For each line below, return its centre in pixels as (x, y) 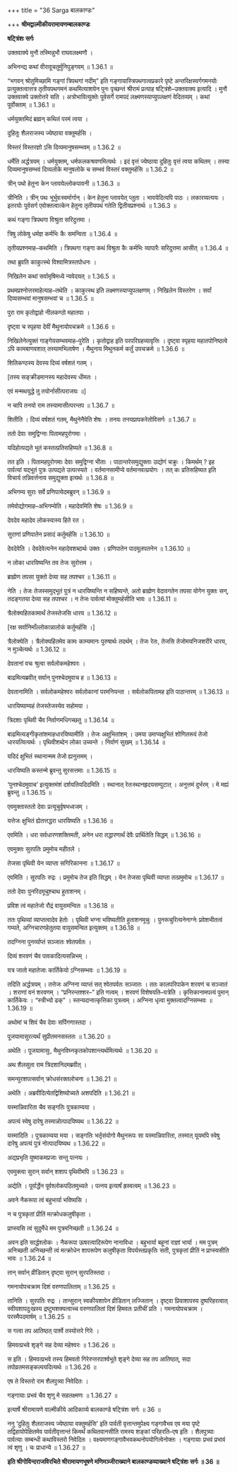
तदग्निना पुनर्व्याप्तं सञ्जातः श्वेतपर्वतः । (49, 942)
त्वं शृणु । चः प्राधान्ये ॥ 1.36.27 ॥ (47, 1448)
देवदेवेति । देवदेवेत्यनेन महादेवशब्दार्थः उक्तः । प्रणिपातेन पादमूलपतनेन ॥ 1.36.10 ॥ (99, 548)
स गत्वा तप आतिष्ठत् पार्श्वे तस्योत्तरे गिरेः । (54, 1331)
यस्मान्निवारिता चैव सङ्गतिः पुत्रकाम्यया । (51, 1107)
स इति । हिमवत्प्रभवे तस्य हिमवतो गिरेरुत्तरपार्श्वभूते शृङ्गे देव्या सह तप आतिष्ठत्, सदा (99, 1359)
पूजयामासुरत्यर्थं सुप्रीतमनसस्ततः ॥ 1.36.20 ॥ (59, 1036)
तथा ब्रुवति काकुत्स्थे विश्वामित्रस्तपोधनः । (52, 262)
